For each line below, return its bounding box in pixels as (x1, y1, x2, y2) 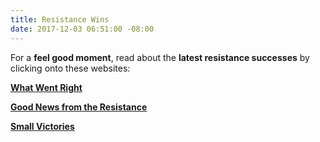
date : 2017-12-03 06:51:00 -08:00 (10, 24, 155, 34)
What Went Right (10, 81, 83, 93)
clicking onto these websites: (10, 62, 131, 74)
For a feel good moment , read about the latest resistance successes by (10, 51, 310, 63)
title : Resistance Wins (10, 14, 110, 25)
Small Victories (10, 120, 75, 132)
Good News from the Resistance (10, 101, 148, 113)
